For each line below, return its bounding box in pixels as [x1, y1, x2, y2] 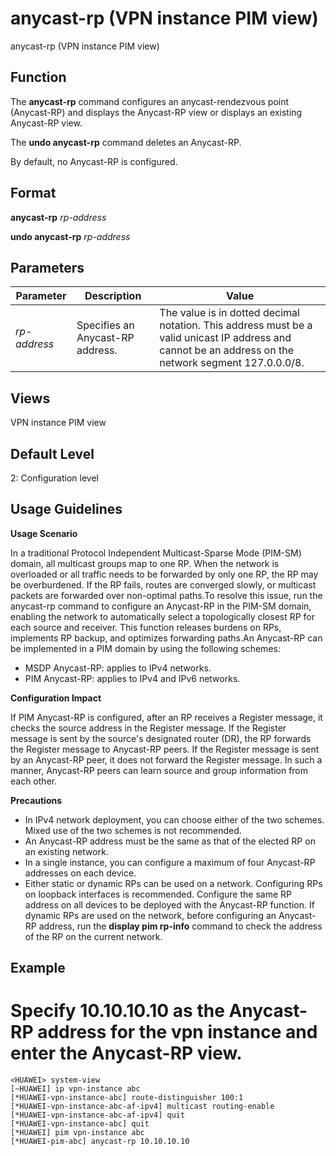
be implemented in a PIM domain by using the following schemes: [10, 642, 281, 654]
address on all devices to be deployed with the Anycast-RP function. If [24, 898, 315, 911]
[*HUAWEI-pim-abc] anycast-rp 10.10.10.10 [10, 1137, 190, 1147]
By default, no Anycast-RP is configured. [10, 155, 178, 167]
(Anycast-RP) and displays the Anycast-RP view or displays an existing [10, 106, 303, 118]
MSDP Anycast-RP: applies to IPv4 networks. [24, 662, 212, 674]
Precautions [10, 794, 63, 806]
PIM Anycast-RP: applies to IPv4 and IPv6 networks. [24, 672, 241, 684]
